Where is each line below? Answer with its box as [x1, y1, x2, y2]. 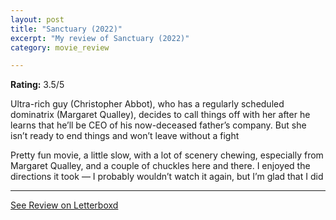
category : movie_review [10, 42, 110, 53]
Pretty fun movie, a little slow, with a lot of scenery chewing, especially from [10, 149, 324, 161]
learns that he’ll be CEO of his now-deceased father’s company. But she [10, 119, 307, 131]
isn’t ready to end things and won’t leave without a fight [10, 130, 240, 142]
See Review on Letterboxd [10, 199, 119, 211]
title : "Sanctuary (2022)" [10, 24, 123, 34]
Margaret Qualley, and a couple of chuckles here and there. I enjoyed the [10, 160, 311, 172]
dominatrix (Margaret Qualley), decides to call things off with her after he [10, 109, 311, 121]
